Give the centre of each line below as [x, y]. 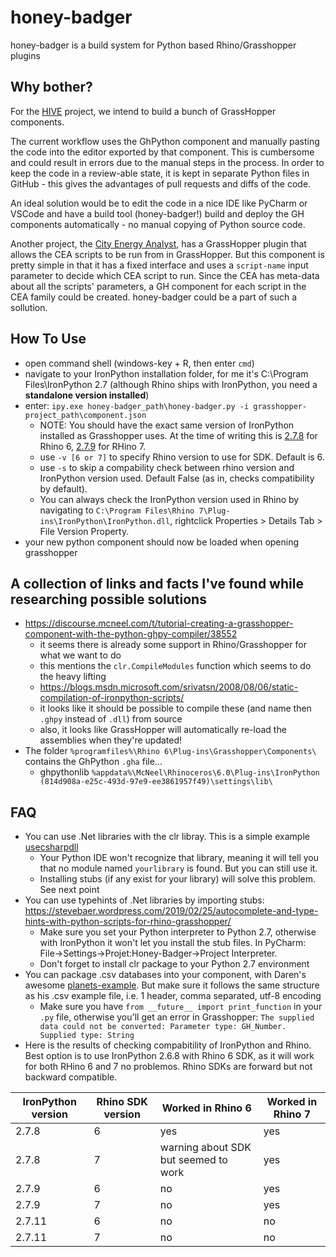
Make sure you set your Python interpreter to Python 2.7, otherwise [178, 932]
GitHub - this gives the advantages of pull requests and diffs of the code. [161, 183]
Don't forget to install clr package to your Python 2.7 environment [174, 964]
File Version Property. [84, 531]
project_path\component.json [85, 415]
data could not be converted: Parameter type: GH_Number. [163, 1027]
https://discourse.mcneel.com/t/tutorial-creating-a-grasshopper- [159, 623]
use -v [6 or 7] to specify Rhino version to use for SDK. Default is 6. [182, 457]
